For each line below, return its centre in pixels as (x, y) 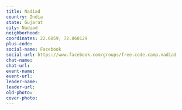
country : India (25, 17)
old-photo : (19, 93)
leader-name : (22, 82)
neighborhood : (23, 33)
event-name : (20, 71)
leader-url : (20, 87)
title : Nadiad (23, 11)
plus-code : (19, 44)
